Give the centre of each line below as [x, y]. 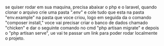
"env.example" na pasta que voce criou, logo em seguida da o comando [78, 17]
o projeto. [15, 38]
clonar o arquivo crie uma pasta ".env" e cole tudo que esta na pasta [75, 12]
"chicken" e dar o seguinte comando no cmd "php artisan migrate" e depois [82, 28]
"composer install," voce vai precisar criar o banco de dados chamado [77, 23]
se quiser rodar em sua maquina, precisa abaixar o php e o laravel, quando [81, 7]
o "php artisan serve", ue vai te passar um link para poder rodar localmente [81, 33]
